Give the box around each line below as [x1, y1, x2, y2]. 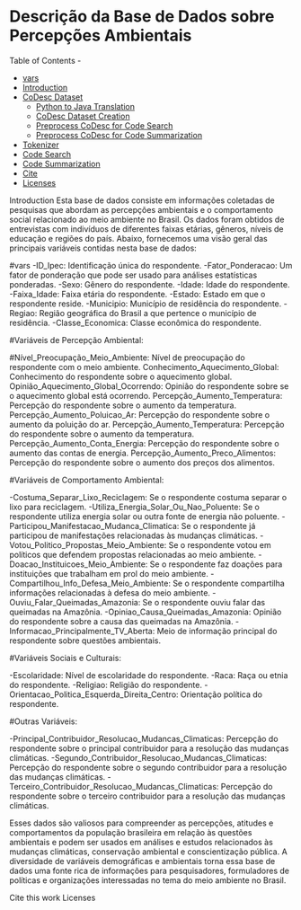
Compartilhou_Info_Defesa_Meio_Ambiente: [9, 578, 171, 588]
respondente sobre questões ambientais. [9, 635, 162, 646]
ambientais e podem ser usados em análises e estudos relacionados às [9, 836, 274, 847]
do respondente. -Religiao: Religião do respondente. [9, 679, 202, 690]
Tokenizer [22, 139, 60, 150]
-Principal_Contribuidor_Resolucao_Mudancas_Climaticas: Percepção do [9, 733, 279, 744]
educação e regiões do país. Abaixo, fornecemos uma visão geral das [9, 233, 268, 243]
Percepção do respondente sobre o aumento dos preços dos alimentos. [9, 456, 276, 468]
